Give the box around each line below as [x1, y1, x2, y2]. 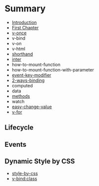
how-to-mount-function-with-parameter [11, 66, 95, 72]
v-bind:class [11, 176, 38, 182]
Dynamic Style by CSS [4, 157, 75, 166]
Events [4, 140, 27, 149]
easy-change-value [11, 104, 52, 110]
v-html [11, 46, 26, 52]
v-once [11, 30, 27, 36]
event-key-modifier [11, 72, 51, 78]
